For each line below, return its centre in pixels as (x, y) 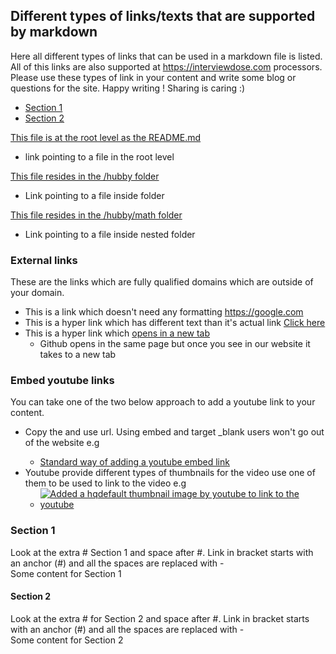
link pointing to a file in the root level (99, 156)
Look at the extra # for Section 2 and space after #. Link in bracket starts (160, 618)
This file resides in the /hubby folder (85, 176)
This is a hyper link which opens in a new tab (117, 333)
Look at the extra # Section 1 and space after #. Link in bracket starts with (162, 552)
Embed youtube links (62, 381)
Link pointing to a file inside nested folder (110, 234)
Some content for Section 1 (66, 573)
